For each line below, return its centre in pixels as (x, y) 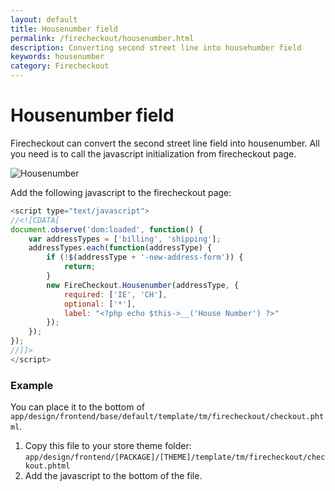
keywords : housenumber (57, 57)
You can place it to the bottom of (77, 407)
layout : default (44, 19)
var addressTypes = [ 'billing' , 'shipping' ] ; (125, 239)
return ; (80, 267)
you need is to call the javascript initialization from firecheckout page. (153, 153)
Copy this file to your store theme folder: (108, 446)
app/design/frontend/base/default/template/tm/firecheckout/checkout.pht (167, 417)
